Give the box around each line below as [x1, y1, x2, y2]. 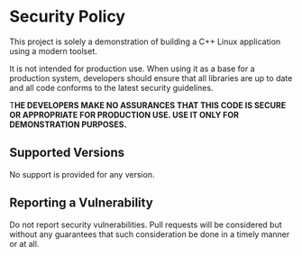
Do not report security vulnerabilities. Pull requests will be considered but [9, 219, 282, 230]
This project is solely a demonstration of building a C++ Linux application [9, 36, 281, 47]
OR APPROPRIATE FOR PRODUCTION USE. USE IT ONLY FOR [9, 109, 239, 120]
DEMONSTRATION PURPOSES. [9, 119, 127, 130]
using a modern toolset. [9, 45, 97, 56]
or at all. [9, 238, 40, 249]
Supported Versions [9, 145, 124, 160]
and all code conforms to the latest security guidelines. [9, 82, 214, 93]
